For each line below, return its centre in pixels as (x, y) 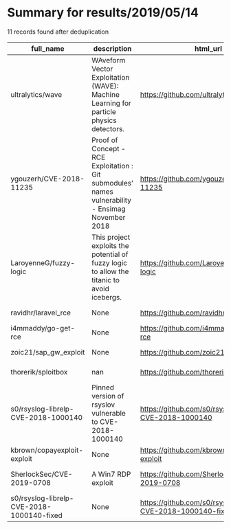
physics (104, 120)
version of (108, 396)
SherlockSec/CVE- (42, 474)
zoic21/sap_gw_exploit (48, 352)
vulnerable (109, 413)
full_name (47, 48)
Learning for (112, 103)
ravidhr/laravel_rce (41, 313)
